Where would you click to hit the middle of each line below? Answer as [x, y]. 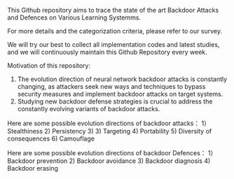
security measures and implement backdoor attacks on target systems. [120, 94]
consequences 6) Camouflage [51, 138]
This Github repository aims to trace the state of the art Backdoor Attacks [113, 10]
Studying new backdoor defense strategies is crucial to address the [115, 101]
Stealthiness [25, 131]
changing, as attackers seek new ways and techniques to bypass [111, 86]
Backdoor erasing [33, 168]
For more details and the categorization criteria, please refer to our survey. [115, 31]
